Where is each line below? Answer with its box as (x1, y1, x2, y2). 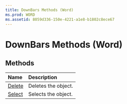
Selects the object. (28, 91, 73, 98)
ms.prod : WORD (5, 12, 36, 17)
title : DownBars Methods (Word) (5, 7, 74, 13)
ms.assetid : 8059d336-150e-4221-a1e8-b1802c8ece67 (5, 17, 115, 22)
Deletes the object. (28, 82, 74, 89)
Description (28, 74, 57, 81)
